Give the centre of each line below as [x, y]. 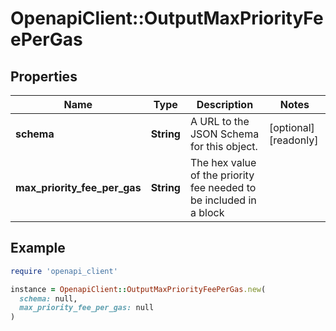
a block [207, 212]
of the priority [222, 175]
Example [38, 248]
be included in [223, 200]
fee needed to [223, 187]
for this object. [223, 146]
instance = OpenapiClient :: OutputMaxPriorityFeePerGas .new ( [138, 289]
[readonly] [293, 140]
